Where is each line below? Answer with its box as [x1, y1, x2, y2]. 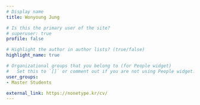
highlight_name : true [6, 52, 60, 58]
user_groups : [6, 74, 39, 80]
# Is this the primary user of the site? [6, 25, 111, 31]
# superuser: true [6, 30, 52, 36]
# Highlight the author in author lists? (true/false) [6, 47, 145, 53]
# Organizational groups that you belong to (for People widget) [6, 63, 171, 69]
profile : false [6, 36, 44, 42]
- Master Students [6, 79, 52, 85]
